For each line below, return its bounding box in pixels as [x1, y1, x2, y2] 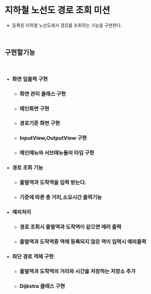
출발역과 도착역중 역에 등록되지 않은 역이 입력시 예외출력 [19, 238, 146, 245]
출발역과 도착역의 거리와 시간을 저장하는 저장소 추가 [19, 268, 136, 275]
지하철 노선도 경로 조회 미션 [5, 5, 110, 16]
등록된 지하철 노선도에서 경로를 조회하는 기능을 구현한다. [12, 22, 122, 28]
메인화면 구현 [19, 105, 50, 112]
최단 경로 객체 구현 [12, 253, 54, 260]
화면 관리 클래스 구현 [19, 90, 66, 97]
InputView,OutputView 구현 [19, 135, 87, 142]
